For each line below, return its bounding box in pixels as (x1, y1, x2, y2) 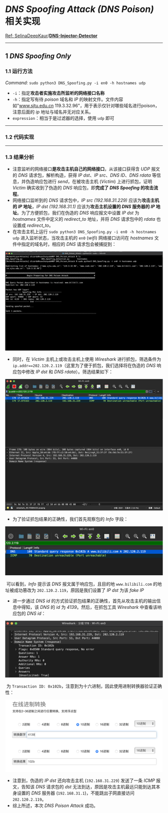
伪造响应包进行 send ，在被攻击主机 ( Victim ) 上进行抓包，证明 (25, 179, 152, 185)
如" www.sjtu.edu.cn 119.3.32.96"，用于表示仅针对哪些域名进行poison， (12, 102, 160, 108)
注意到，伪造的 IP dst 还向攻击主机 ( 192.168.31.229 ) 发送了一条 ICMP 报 (12, 777, 161, 783)
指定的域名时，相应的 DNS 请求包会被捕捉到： (21, 241, 116, 247)
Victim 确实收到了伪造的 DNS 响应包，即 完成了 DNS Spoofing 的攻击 (12, 185, 154, 191)
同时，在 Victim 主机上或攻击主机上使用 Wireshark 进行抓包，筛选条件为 (12, 356, 161, 362)
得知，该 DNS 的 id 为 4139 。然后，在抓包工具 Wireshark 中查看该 (21, 604, 157, 610)
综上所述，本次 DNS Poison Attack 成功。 (12, 802, 98, 808)
